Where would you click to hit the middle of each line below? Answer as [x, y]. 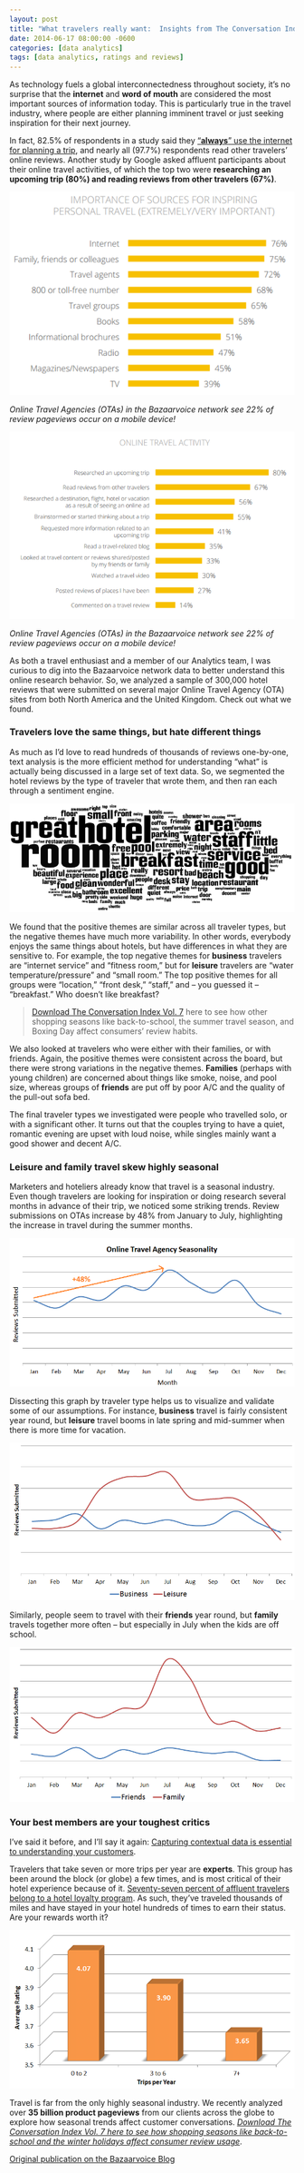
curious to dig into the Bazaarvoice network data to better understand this [147, 670]
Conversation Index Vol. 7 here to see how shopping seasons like [131, 2132]
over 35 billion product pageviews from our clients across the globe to [142, 2113]
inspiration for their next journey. [70, 123]
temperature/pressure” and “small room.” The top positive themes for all [143, 975]
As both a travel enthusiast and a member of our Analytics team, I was [140, 660]
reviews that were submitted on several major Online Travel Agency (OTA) [147, 689]
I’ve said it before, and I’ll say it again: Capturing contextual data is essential [151, 1842]
